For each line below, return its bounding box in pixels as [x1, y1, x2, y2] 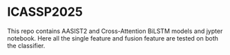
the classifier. [7, 41, 46, 49]
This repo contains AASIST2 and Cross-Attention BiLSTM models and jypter [7, 27, 223, 35]
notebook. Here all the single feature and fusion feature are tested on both [7, 34, 219, 42]
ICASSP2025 [7, 4, 83, 20]
